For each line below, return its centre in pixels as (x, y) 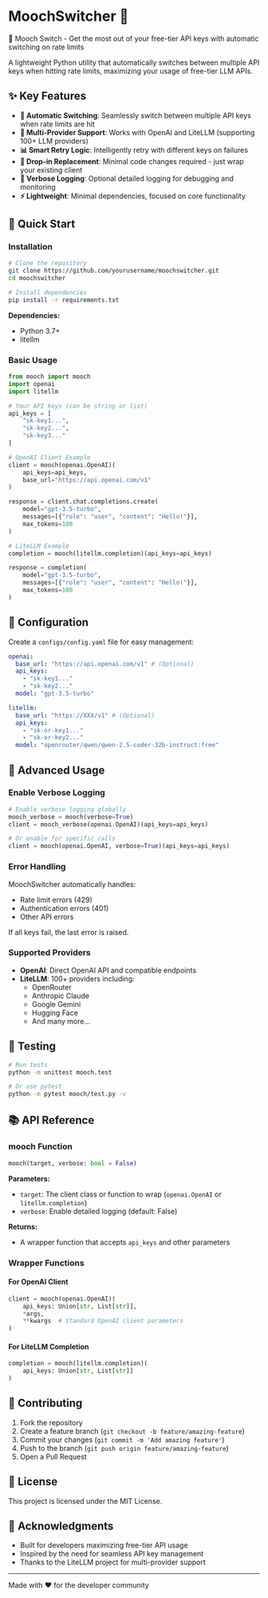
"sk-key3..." (44, 436)
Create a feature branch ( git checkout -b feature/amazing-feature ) (132, 1431)
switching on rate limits (46, 46)
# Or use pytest (35, 1087)
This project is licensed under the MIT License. (85, 1501)
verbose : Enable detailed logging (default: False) (99, 1211)
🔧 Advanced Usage (57, 770)
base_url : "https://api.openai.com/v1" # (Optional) (105, 664)
